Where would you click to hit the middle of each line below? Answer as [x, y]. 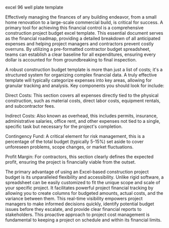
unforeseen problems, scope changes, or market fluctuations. [69, 147]
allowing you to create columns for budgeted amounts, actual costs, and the [84, 193]
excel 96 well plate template [34, 7]
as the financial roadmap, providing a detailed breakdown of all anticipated [83, 38]
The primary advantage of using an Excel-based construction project [77, 172]
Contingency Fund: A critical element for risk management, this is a [75, 136]
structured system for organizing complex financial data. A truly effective [81, 75]
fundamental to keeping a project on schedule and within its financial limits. [83, 220]
